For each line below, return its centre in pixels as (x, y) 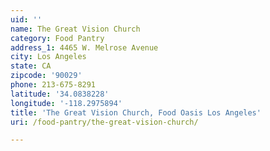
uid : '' (26, 19)
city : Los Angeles (48, 57)
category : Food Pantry (57, 38)
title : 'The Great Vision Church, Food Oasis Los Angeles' (136, 112)
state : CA (31, 66)
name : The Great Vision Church (75, 29)
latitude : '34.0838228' (60, 94)
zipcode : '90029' (46, 76)
